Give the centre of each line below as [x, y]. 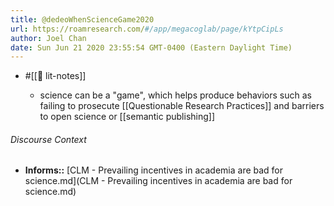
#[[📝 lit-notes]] [55, 76]
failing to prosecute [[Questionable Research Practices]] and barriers [182, 106]
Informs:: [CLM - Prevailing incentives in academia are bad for [154, 170]
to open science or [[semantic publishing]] [127, 117]
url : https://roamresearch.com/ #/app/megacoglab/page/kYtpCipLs [147, 29]
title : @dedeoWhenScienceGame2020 [82, 19]
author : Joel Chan [48, 38]
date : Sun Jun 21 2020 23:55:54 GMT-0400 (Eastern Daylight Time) [151, 47]
